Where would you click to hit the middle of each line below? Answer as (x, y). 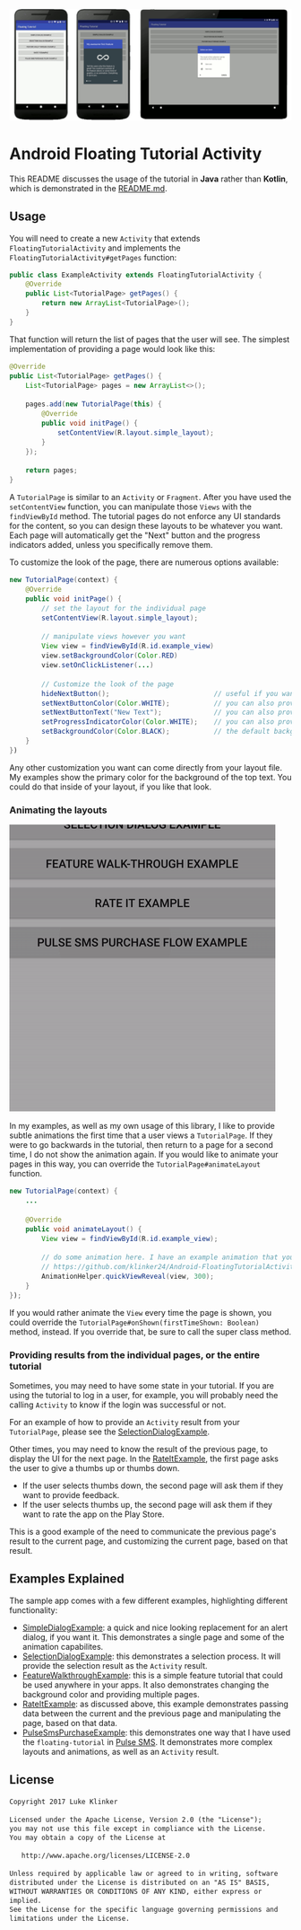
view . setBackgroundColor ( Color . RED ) (110, 656)
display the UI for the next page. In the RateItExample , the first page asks (144, 1459)
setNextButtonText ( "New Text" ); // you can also (158, 713)
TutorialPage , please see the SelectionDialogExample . (110, 1432)
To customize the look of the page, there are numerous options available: (144, 562)
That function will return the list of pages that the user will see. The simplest (150, 339)
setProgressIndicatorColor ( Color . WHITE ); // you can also (158, 722)
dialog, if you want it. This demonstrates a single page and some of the (153, 1637)
